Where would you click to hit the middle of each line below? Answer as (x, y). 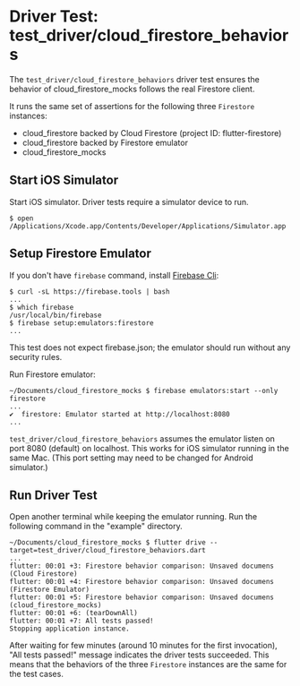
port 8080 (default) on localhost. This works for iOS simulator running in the (149, 448)
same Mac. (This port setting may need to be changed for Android (131, 458)
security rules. (36, 356)
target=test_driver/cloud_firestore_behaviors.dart (107, 551)
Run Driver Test (53, 495)
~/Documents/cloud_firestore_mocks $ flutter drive (107, 543)
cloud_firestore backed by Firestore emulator (105, 142)
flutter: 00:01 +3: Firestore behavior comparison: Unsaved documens (142, 566)
